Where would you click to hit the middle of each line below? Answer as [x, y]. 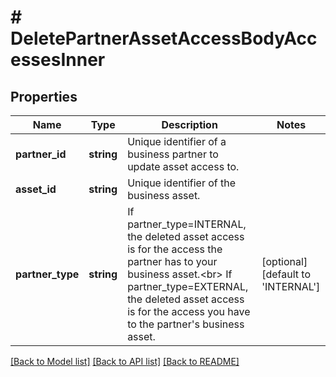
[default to [286, 274]
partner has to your [172, 261]
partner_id [41, 154]
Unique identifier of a [177, 141]
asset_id [36, 189]
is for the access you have [189, 311]
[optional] [284, 261]
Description [189, 124]
